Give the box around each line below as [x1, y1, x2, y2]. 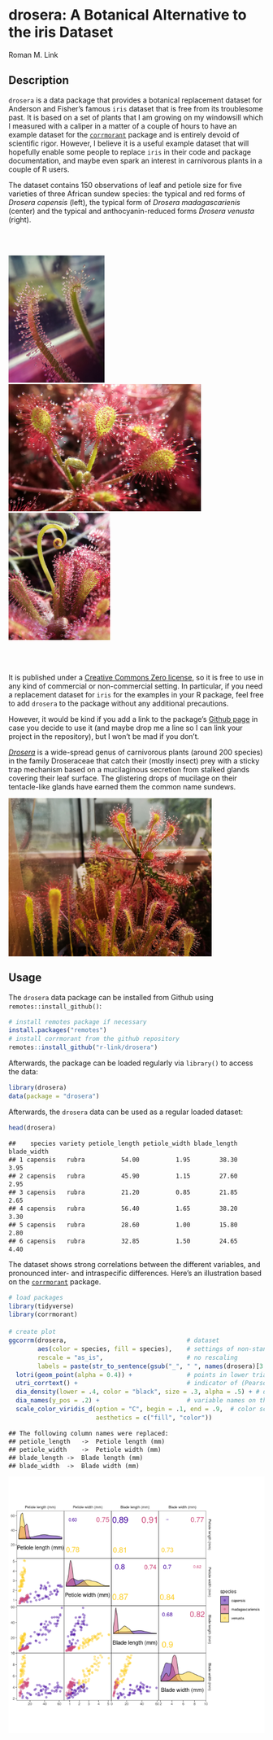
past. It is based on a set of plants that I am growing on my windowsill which [8, 112, 264, 122]
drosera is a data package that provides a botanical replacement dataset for [8, 95, 262, 105]
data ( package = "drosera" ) [8, 1092, 100, 1100]
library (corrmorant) [8, 1310, 79, 1319]
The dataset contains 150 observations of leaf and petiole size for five [8, 180, 242, 190]
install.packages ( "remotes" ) [8, 1026, 107, 1034]
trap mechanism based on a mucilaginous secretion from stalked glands [8, 764, 250, 774]
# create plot [8, 1328, 57, 1336]
